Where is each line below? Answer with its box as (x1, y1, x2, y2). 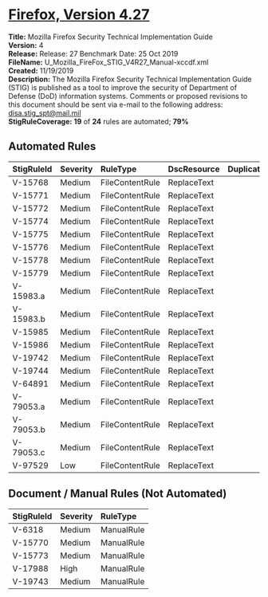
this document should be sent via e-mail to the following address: (8, 100, 223, 109)
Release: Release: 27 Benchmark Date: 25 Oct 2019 (8, 49, 179, 58)
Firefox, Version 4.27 (8, 6, 150, 24)
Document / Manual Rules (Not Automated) (8, 487, 227, 501)
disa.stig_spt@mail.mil (8, 108, 81, 117)
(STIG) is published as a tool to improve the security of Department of (8, 82, 238, 92)
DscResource (167, 163, 220, 175)
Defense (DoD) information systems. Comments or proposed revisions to (8, 91, 248, 100)
